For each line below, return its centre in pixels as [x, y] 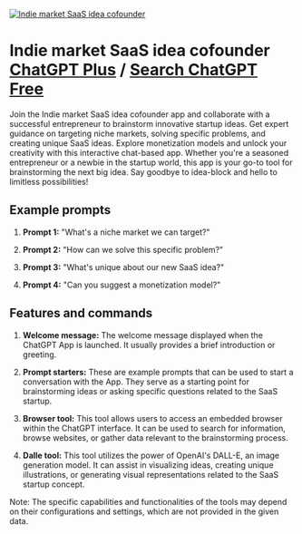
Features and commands [81, 313]
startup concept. [54, 484]
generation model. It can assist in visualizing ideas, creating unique [148, 465]
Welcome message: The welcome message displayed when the [142, 335]
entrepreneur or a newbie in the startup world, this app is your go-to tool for [151, 162]
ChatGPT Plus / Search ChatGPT [134, 70]
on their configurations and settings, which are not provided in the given [144, 511]
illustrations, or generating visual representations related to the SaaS [151, 474]
